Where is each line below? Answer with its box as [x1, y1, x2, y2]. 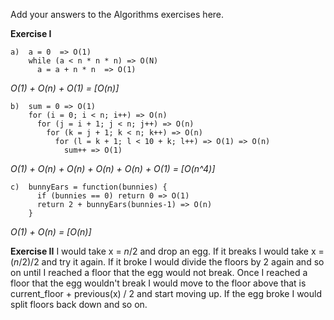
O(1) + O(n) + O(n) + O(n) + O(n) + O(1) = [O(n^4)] [10, 163, 216, 174]
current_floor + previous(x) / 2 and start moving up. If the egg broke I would [10, 288, 322, 299]
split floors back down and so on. [10, 299, 148, 310]
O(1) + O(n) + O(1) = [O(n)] [10, 82, 120, 94]
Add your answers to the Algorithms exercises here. [10, 9, 225, 20]
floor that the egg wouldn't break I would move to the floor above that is [10, 277, 307, 289]
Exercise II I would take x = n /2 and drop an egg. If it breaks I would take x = [10, 245, 325, 257]
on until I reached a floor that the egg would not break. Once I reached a [10, 267, 308, 278]
